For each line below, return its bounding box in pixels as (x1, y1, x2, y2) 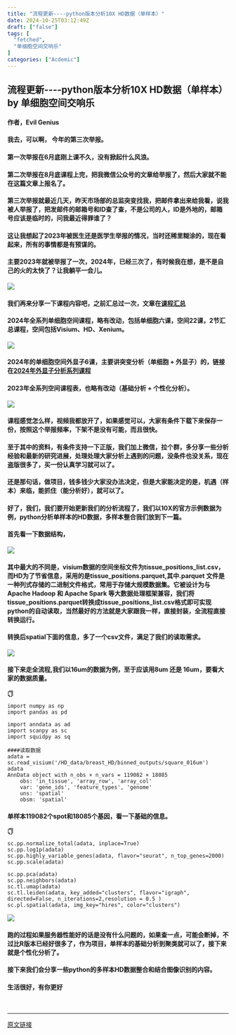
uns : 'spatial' (20, 790, 65, 797)
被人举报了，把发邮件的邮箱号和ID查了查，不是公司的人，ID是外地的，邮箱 (7, 205, 223, 214)
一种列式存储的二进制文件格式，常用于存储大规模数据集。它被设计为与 (7, 580, 211, 589)
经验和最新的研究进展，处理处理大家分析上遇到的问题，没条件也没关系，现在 (7, 451, 229, 460)
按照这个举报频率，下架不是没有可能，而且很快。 (19, 425, 162, 434)
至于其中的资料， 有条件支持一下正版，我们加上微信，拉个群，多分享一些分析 (7, 442, 229, 451)
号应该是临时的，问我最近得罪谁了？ (7, 214, 112, 222)
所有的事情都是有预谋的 (25, 240, 93, 248)
